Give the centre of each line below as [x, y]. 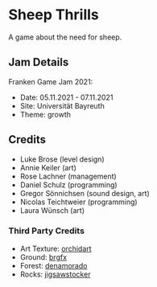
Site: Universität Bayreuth [62, 105]
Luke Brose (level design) [62, 159]
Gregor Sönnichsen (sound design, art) [85, 193]
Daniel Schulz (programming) [69, 184]
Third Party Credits [46, 231]
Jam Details [39, 62]
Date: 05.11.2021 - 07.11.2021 [66, 97]
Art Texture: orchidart [56, 248]
